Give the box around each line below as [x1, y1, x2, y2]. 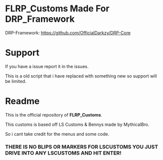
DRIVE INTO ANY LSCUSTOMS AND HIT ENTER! [5, 149, 122, 156]
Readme [5, 96, 40, 107]
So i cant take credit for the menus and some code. [5, 131, 110, 137]
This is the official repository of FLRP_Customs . [5, 112, 103, 118]
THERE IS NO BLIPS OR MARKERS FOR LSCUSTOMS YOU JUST [5, 143, 159, 150]
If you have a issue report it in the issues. [5, 63, 89, 69]
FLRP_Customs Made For [5, 3, 110, 14]
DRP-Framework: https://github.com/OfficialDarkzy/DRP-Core [5, 30, 131, 36]
